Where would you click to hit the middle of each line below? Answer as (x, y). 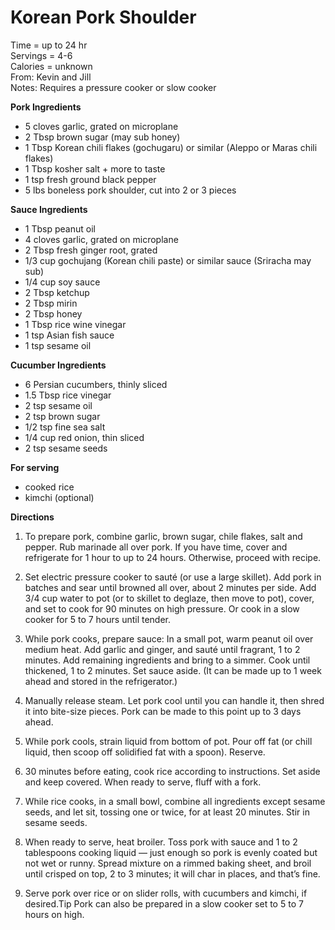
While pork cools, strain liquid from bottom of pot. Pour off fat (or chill (168, 741)
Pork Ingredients (46, 107)
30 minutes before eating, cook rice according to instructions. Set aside (172, 771)
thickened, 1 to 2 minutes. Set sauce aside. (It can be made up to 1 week (173, 670)
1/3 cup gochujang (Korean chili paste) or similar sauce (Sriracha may (168, 260)
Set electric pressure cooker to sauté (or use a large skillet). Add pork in (173, 577)
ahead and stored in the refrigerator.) (101, 681)
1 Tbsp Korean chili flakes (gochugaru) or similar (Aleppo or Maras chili (171, 147)
